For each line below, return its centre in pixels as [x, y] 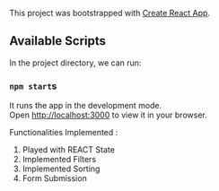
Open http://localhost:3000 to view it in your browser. [109, 115]
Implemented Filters [59, 160]
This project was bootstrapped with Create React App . [110, 13]
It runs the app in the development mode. [86, 106]
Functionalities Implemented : [64, 133]
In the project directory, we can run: [75, 63]
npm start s [33, 86]
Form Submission [54, 178]
